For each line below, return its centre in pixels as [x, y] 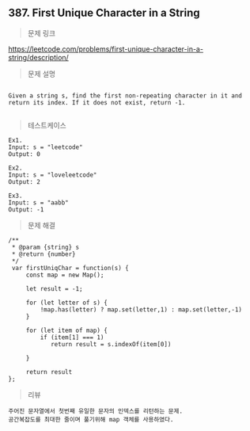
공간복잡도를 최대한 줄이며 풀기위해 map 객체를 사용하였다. [91, 419]
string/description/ [38, 57]
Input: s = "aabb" [38, 202]
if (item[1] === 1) [72, 337]
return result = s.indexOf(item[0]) [111, 344]
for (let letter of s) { [67, 303]
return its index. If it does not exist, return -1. [97, 102]
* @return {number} [44, 254]
